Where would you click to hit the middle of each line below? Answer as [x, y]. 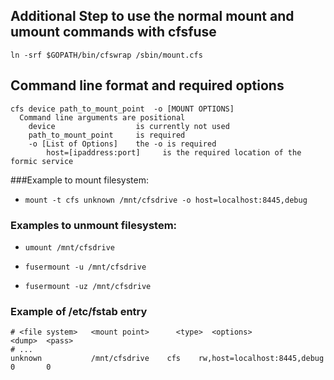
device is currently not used [129, 126]
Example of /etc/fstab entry [79, 311]
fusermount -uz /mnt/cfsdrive [88, 286]
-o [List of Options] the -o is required [122, 144]
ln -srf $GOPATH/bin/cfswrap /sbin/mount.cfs [106, 55]
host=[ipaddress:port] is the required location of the [174, 152]
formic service [42, 161]
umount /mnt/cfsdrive [69, 247]
